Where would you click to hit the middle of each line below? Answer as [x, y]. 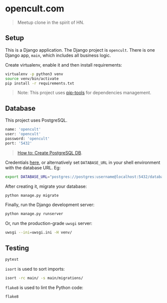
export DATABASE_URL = [28, 177]
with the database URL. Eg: [33, 167]
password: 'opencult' [28, 139]
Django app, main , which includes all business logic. [58, 55]
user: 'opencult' [23, 134]
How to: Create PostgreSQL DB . [50, 152]
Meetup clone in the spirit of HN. [51, 22]
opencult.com [35, 9]
